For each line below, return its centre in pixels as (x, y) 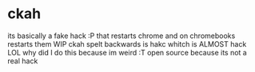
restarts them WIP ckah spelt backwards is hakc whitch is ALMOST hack (127, 44)
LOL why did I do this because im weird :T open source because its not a (127, 52)
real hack (23, 61)
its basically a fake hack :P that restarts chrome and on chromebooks (122, 36)
